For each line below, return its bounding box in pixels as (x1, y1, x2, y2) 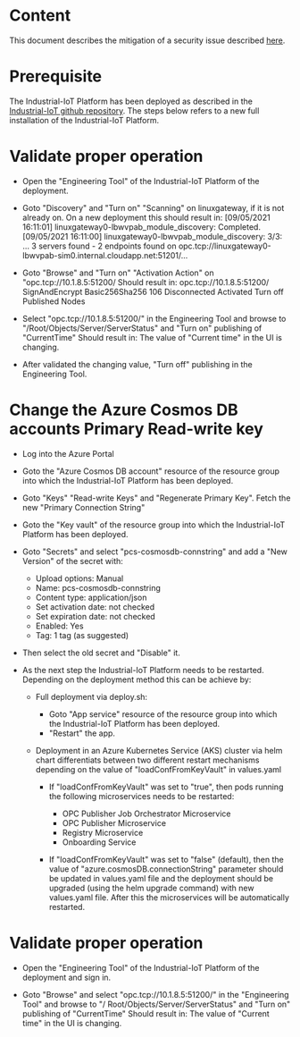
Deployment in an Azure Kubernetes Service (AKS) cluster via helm (35, 745, 283, 755)
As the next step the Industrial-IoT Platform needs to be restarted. (21, 664, 265, 675)
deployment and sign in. (21, 972, 112, 982)
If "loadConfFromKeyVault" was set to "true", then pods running (48, 781, 284, 792)
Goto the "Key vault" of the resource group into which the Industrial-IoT (21, 519, 286, 530)
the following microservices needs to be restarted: (48, 790, 235, 801)
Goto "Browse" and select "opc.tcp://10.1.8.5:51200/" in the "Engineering (21, 989, 289, 999)
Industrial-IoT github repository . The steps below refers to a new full (9, 105, 260, 116)
